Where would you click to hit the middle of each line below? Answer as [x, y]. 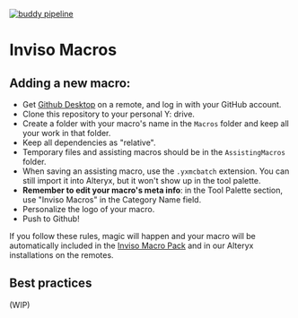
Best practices [51, 284]
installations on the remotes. [61, 255]
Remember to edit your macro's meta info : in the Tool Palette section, [153, 190]
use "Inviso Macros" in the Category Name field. [112, 200]
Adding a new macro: [70, 83]
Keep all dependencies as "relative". [89, 142]
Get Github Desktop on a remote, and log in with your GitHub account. [152, 104]
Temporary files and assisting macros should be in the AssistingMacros [153, 152]
